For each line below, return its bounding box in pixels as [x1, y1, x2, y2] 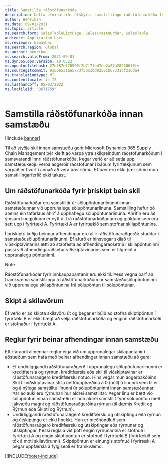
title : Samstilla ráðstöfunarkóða [5, 7, 77, 13]
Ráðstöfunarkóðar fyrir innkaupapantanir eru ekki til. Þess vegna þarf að [5, 271, 154, 277]
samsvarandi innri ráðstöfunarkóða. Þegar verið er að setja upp [5, 156, 135, 162]
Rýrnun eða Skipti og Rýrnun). [12, 406, 74, 412]
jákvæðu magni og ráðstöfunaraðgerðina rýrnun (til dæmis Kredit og [12, 401, 153, 407]
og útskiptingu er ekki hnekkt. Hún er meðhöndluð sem [12, 417, 126, 423]
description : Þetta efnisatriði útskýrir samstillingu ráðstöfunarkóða [5, 12, 157, 17]
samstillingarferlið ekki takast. [5, 172, 66, 178]
